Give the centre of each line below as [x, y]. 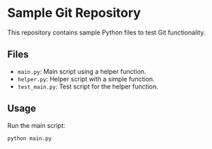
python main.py [30, 138]
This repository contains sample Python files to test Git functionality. [106, 32]
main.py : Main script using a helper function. [82, 71]
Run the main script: [36, 125]
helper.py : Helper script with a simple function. [86, 79]
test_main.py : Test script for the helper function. [88, 86]
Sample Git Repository [74, 13]
